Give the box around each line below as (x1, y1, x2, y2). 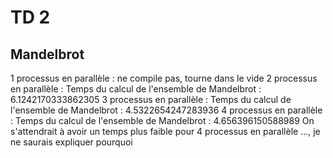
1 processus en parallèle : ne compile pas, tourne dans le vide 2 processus (10, 72, 318, 84)
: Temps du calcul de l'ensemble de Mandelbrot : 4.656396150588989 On (10, 115, 315, 126)
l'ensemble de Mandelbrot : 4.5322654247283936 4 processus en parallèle (10, 104, 323, 116)
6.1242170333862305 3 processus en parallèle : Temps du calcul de (10, 94, 292, 105)
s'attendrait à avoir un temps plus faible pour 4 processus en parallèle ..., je (10, 126, 321, 137)
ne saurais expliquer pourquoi (10, 136, 133, 148)
